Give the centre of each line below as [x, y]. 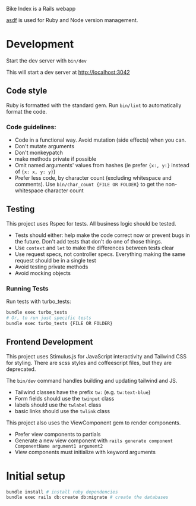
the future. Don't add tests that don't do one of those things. [88, 241]
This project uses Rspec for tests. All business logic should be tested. [91, 223]
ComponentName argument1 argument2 [59, 446]
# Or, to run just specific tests [49, 318]
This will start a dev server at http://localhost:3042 [68, 72]
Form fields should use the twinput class [64, 398]
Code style [27, 91]
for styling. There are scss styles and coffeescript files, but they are [89, 363]
